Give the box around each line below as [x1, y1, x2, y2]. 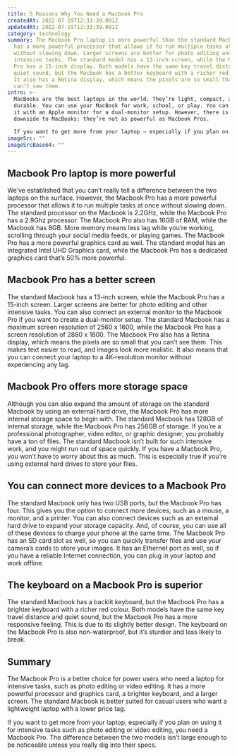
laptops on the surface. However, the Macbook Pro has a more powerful [7, 193, 217, 202]
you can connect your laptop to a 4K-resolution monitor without [7, 352, 192, 361]
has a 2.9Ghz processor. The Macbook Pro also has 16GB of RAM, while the [7, 216, 228, 224]
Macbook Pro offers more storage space [7, 380, 188, 392]
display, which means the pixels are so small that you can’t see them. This [7, 337, 222, 346]
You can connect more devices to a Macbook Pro [7, 480, 226, 492]
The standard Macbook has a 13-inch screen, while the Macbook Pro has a [7, 292, 225, 301]
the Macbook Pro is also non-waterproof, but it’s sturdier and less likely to [7, 628, 222, 636]
